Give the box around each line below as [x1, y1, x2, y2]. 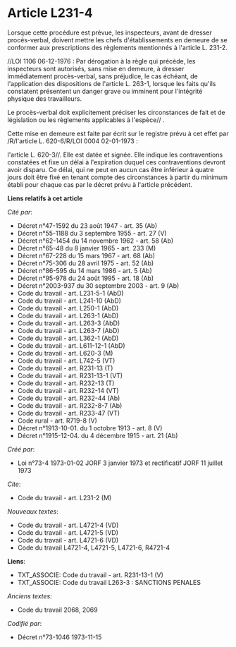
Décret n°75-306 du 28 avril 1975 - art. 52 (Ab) [17, 259, 154, 267]
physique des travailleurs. [7, 94, 82, 103]
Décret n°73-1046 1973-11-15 [17, 633, 102, 641]
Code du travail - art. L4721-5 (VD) [17, 528, 118, 537]
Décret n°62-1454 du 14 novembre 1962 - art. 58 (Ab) [17, 236, 174, 245]
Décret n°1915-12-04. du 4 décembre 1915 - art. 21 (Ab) [17, 431, 178, 440]
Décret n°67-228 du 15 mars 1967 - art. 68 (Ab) [17, 251, 156, 260]
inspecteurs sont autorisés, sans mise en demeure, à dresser [7, 64, 185, 73]
